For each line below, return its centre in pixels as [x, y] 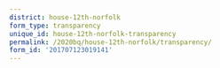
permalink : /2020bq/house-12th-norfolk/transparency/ [111, 42]
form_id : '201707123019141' [61, 50]
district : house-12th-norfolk [65, 17]
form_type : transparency [55, 26]
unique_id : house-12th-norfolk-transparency [93, 34]
